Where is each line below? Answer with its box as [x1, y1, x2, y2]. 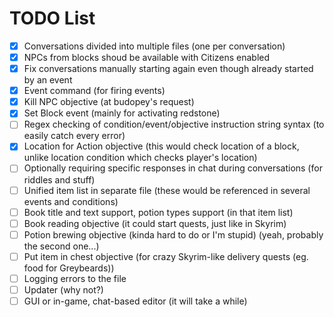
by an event [23, 74, 73, 86]
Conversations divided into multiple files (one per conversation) [23, 40, 286, 52]
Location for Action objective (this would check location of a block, [23, 140, 300, 152]
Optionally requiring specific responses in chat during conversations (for [23, 162, 323, 174]
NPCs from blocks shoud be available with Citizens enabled [23, 52, 271, 63]
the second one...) [23, 240, 100, 252]
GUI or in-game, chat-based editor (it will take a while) [23, 295, 248, 307]
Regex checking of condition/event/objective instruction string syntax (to [23, 118, 325, 131]
